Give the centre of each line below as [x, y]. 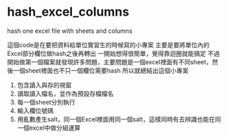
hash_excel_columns [68, 12]
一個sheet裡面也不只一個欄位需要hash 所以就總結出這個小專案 [101, 70]
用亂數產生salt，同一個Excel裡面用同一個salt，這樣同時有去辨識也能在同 [119, 119]
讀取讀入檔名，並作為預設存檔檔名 [65, 94]
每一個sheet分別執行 [46, 102]
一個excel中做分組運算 [49, 128]
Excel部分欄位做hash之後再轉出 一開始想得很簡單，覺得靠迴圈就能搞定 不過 [113, 53]
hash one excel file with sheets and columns [70, 31]
